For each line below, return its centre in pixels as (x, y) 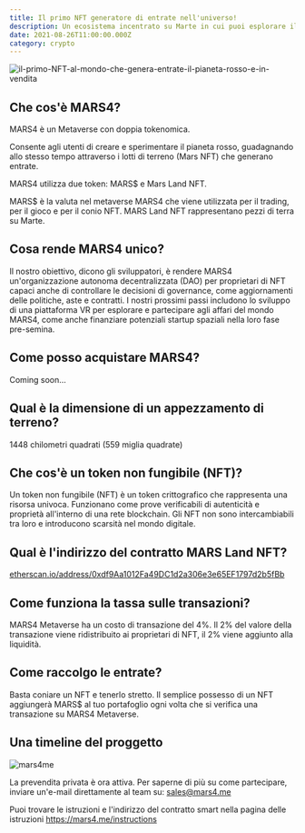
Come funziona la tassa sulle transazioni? (130, 602)
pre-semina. (32, 329)
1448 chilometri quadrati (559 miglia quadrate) (96, 444)
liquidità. (25, 644)
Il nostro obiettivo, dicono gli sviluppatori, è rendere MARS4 (121, 271)
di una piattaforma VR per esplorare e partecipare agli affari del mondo (142, 309)
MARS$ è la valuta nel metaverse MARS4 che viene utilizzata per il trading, (149, 202)
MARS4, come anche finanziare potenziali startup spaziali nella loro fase (144, 319)
